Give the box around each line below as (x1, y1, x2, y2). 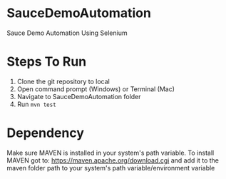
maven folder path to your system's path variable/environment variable (6, 163, 215, 172)
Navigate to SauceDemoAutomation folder (16, 92, 141, 101)
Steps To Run (6, 53, 87, 70)
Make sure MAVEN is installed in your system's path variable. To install (6, 148, 215, 157)
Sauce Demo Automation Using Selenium (6, 29, 128, 37)
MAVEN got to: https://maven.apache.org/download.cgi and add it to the (6, 155, 219, 165)
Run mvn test (16, 100, 56, 108)
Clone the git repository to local (16, 77, 110, 86)
